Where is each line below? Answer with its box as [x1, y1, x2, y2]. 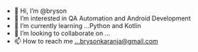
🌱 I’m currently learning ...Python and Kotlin [13, 22, 141, 30]
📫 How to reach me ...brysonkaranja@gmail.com [13, 37, 158, 45]
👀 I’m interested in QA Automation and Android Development [13, 14, 191, 22]
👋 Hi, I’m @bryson [13, 7, 67, 15]
